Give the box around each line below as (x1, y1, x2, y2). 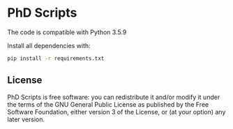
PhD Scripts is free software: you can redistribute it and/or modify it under (7, 93, 220, 101)
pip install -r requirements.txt (7, 54, 105, 62)
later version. (7, 115, 45, 123)
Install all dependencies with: (7, 41, 91, 50)
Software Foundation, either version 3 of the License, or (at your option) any (7, 107, 226, 116)
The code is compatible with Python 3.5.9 (7, 28, 127, 36)
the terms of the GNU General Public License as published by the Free (7, 100, 209, 109)
